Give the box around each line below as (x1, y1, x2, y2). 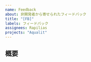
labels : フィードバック (5, 21, 49, 26)
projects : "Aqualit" (5, 30, 48, 35)
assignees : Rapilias (5, 26, 48, 31)
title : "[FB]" (5, 16, 34, 21)
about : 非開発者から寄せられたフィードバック (5, 12, 87, 17)
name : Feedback (5, 7, 36, 12)
